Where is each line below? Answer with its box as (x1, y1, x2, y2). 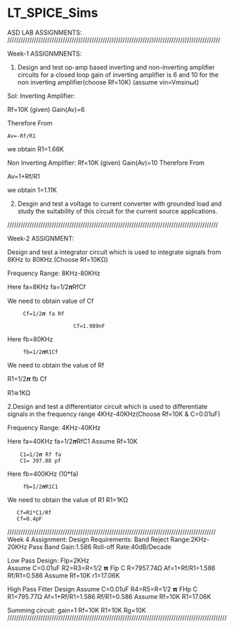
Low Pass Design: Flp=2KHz (7, 556, 90, 565)
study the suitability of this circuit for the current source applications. (17, 206, 218, 215)
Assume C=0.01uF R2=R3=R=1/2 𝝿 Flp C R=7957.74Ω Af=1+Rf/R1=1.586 (7, 563, 216, 572)
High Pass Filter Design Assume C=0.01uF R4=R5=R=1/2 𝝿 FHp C (7, 584, 198, 593)
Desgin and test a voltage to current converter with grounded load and (17, 199, 222, 208)
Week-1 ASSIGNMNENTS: (7, 49, 82, 58)
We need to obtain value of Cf (7, 296, 94, 305)
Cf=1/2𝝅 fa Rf (22, 310, 65, 318)
